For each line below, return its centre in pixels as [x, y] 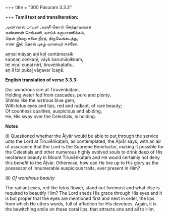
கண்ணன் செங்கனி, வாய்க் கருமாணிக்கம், [45, 33]
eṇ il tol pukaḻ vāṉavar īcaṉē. [35, 70]
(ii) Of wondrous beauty [30, 178]
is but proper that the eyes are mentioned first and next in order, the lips [80, 198]
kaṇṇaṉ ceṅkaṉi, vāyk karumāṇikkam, [44, 59]
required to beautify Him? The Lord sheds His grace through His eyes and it [84, 193]
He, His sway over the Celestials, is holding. [51, 116]
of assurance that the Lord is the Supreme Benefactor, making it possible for [84, 147]
